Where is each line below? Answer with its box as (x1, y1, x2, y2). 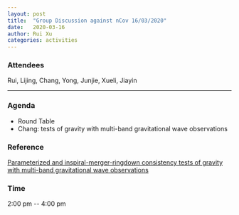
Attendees (7, 60, 45, 70)
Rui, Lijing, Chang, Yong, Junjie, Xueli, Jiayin (7, 76, 137, 85)
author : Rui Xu (7, 30, 53, 38)
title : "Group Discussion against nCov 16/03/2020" (7, 17, 167, 24)
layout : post (7, 10, 46, 18)
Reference (7, 142, 44, 152)
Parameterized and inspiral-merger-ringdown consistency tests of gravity (7, 158, 223, 167)
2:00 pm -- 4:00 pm (7, 199, 66, 208)
